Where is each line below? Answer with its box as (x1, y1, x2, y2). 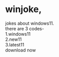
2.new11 (5, 36, 22, 42)
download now (5, 47, 36, 53)
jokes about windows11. (5, 20, 54, 26)
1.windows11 (5, 31, 31, 37)
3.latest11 (5, 41, 24, 47)
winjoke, (5, 4, 42, 15)
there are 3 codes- (5, 25, 44, 31)
